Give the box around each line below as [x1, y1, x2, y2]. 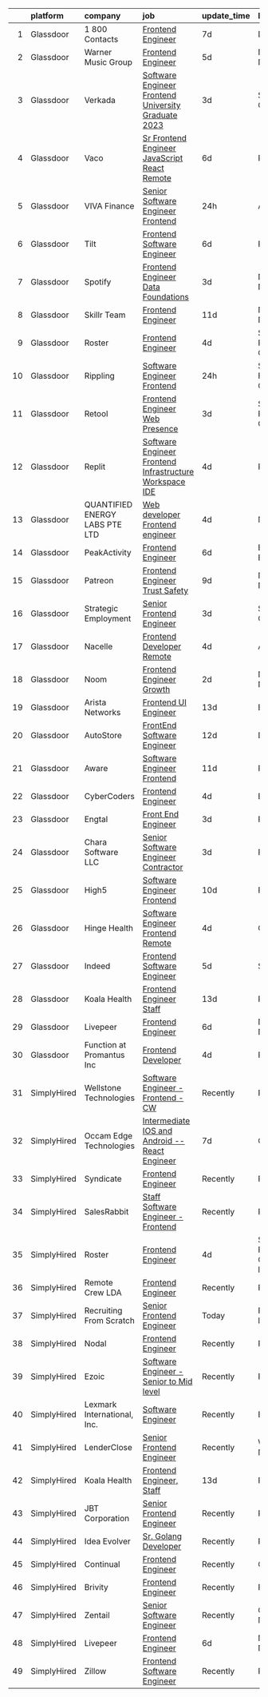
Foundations [142, 292, 190, 302]
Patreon [84, 575, 114, 586]
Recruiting [84, 1306, 123, 1316]
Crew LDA [84, 1287, 122, 1298]
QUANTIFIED [84, 499, 133, 510]
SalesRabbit [84, 1206, 129, 1217]
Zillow [84, 1666, 107, 1676]
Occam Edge [84, 1131, 133, 1141]
